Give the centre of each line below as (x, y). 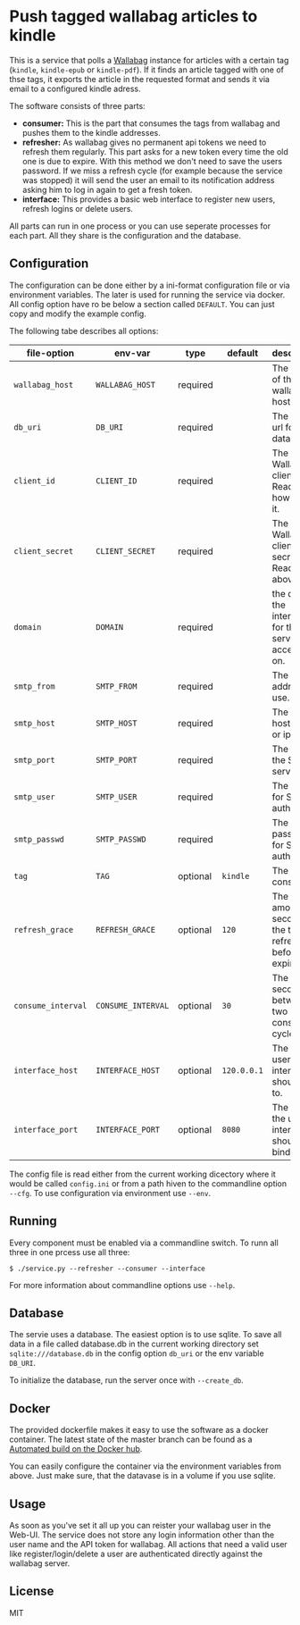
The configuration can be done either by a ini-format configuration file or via (150, 285)
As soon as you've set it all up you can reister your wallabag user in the (140, 1525)
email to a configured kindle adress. (75, 88)
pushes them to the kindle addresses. (91, 132)
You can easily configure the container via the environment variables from (145, 1466)
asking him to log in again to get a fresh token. (107, 189)
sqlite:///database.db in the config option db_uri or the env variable (137, 1353)
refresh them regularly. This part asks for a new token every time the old (155, 151)
